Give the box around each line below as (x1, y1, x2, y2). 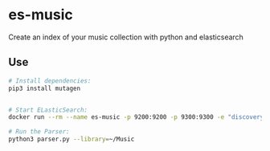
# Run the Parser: (8, 128, 70, 136)
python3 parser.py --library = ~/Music (8, 135, 135, 144)
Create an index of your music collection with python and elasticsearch (8, 32, 243, 42)
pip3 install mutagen (8, 84, 81, 92)
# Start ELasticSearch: (8, 106, 88, 114)
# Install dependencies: (8, 76, 92, 85)
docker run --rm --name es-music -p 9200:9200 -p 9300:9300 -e (8, 113, 225, 121)
